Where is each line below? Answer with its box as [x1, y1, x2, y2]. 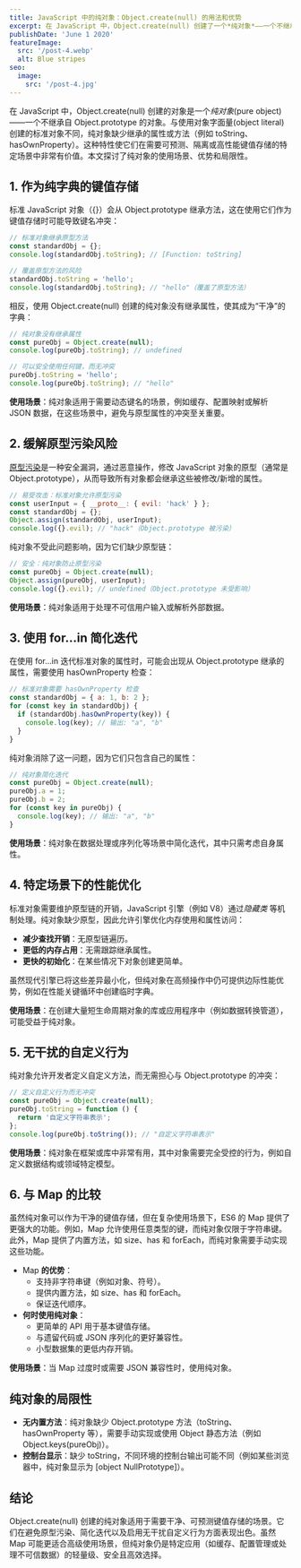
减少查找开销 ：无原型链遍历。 [21, 933, 133, 943]
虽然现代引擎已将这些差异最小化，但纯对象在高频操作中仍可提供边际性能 [9, 974, 276, 986]
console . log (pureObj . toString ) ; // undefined [9, 346, 182, 355]
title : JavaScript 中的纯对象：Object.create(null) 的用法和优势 [9, 13, 242, 22]
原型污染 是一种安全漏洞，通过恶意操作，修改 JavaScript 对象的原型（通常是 [9, 461, 289, 472]
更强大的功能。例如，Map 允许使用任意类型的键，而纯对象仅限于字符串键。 [9, 1224, 288, 1235]
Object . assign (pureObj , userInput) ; [9, 575, 146, 585]
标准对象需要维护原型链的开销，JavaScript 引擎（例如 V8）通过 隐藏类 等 [9, 902, 278, 914]
